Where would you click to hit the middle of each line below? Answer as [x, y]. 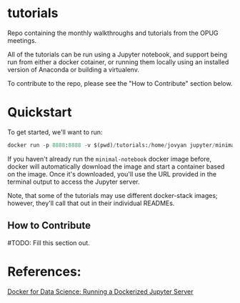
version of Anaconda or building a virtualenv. [73, 69]
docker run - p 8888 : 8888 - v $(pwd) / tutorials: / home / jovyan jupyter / [111, 145]
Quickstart [40, 113]
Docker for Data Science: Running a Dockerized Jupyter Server [100, 292]
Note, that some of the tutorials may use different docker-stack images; [112, 195]
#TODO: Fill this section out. [49, 243]
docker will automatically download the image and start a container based [116, 167]
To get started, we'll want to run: [55, 132]
